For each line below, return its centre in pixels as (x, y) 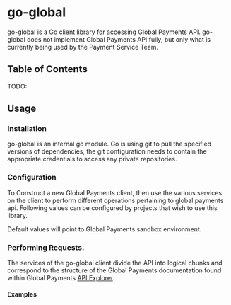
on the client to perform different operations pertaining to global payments (115, 200)
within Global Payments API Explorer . (61, 278)
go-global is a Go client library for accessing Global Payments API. (104, 32)
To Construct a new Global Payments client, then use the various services (115, 192)
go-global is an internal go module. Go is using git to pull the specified (109, 144)
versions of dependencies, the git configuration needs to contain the (107, 151)
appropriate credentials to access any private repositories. (92, 159)
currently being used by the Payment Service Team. (83, 47)
